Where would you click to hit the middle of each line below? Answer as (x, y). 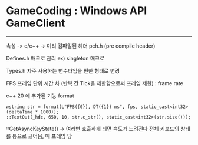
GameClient (36, 23)
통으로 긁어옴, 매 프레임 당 (42, 136)
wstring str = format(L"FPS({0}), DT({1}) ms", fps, (72, 107)
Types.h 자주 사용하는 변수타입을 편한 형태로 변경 (63, 70)
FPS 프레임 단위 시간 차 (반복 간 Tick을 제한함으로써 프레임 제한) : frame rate (95, 83)
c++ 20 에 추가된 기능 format (40, 96)
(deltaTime (19, 112)
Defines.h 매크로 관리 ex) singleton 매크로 (55, 58)
